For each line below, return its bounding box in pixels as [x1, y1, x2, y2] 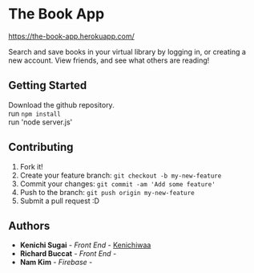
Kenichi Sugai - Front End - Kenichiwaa [19, 240, 151, 250]
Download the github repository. [8, 100, 115, 109]
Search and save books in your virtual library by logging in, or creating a [8, 47, 247, 56]
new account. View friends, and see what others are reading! [8, 55, 210, 65]
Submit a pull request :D [19, 196, 100, 206]
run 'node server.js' [8, 117, 73, 127]
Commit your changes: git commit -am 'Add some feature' [19, 178, 216, 189]
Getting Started [8, 79, 87, 92]
